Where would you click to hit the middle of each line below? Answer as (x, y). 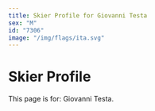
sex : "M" (23, 23)
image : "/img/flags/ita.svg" (56, 38)
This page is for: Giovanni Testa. (61, 99)
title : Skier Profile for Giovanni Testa (78, 15)
